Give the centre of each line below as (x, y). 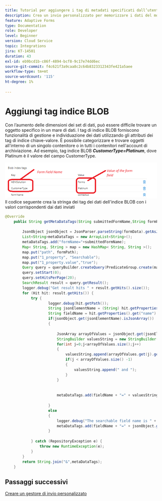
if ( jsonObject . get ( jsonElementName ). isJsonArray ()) (101, 319)
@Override (15, 216)
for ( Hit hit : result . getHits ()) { (58, 293)
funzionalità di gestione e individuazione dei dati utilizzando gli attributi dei (79, 135)
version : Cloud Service (29, 41)
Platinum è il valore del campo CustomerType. (51, 156)
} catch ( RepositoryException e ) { (67, 441)
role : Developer (21, 31)
